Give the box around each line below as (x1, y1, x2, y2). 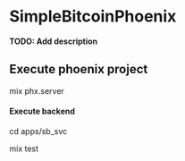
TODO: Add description (9, 36, 98, 47)
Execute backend (9, 106, 76, 117)
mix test (9, 143, 38, 154)
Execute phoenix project (9, 62, 148, 77)
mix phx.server (9, 85, 64, 96)
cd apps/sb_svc (9, 125, 68, 136)
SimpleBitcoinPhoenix (9, 6, 177, 27)
